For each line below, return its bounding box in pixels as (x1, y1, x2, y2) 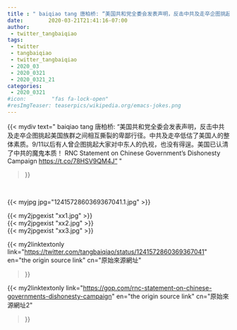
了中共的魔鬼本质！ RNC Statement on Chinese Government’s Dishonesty (7, 149, 221, 157)
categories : (7, 82, 42, 90)
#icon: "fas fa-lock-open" (7, 96, 109, 103)
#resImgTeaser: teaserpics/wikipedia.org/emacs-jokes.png (7, 102, 181, 109)
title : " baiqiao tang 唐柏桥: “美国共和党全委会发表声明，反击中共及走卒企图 (7, 10, 221, 18)
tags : (7, 37, 23, 44)
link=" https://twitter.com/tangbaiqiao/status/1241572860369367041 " (7, 248, 208, 256)
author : (7, 23, 30, 30)
